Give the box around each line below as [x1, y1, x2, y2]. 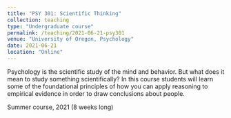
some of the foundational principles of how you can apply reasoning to [7, 82, 208, 90]
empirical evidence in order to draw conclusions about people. [7, 89, 185, 97]
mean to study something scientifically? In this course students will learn [7, 75, 214, 83]
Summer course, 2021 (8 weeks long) [7, 103, 114, 111]
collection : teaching [7, 17, 70, 23]
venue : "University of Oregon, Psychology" [7, 36, 134, 43]
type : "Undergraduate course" [7, 23, 94, 30]
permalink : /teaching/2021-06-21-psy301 [7, 29, 125, 37]
